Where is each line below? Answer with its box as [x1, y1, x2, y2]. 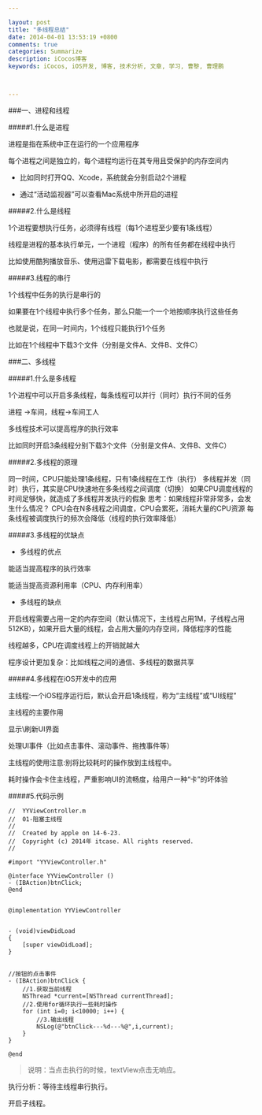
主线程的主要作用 [8, 707, 64, 717]
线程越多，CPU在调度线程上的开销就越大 [8, 640, 140, 650]
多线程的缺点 [19, 597, 61, 607]
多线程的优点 [19, 547, 61, 556]
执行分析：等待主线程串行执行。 [8, 1081, 112, 1091]
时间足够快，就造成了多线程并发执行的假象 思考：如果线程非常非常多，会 [8, 493, 245, 503]
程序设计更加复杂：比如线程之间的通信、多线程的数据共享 [8, 657, 194, 667]
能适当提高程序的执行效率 [8, 563, 91, 573]
